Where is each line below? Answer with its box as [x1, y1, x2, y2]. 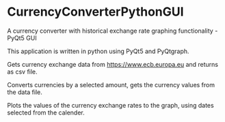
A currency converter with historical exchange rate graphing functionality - [7, 27, 218, 35]
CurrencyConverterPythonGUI [7, 4, 184, 20]
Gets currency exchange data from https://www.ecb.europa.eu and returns [7, 60, 219, 68]
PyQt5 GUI [7, 33, 37, 42]
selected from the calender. [7, 108, 85, 117]
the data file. [7, 88, 42, 96]
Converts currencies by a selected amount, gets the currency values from [7, 80, 215, 89]
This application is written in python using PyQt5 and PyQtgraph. [7, 47, 189, 55]
